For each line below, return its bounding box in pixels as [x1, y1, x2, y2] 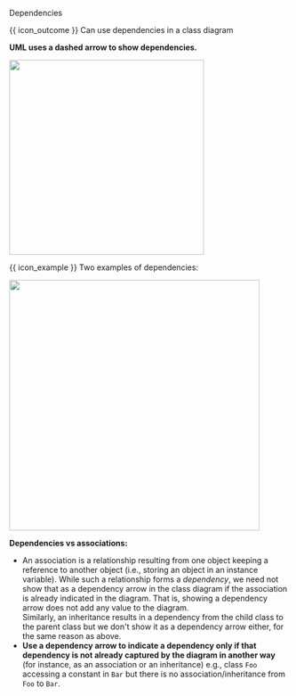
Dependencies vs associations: [9, 538, 128, 548]
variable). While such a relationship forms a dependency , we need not [21, 574, 279, 585]
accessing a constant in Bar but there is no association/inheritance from [21, 668, 286, 679]
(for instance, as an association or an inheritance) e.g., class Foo [21, 659, 258, 669]
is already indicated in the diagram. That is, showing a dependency [21, 593, 268, 603]
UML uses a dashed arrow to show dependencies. [9, 42, 197, 53]
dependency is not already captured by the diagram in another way [21, 650, 276, 660]
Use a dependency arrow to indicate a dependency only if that [21, 641, 257, 651]
